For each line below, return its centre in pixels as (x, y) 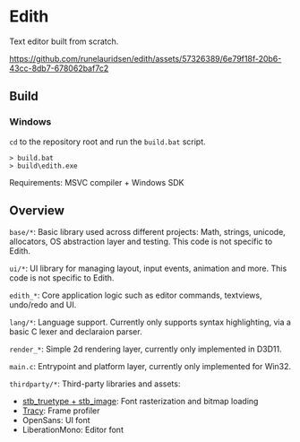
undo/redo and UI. (43, 305)
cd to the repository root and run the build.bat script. (107, 142)
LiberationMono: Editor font (73, 430)
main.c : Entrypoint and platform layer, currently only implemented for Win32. (150, 367)
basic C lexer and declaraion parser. (76, 332)
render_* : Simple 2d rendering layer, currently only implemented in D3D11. (146, 349)
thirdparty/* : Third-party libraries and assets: (95, 384)
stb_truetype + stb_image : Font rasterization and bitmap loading (140, 402)
